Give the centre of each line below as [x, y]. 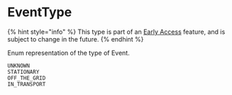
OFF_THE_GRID [27, 78]
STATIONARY [23, 72]
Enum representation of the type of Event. [68, 53]
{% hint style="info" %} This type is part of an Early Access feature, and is [116, 32]
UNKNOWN [19, 65]
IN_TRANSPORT [27, 84]
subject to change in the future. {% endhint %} [76, 39]
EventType [40, 12]
